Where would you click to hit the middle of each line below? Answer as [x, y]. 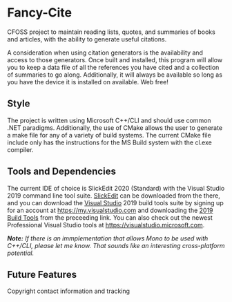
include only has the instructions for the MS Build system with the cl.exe [109, 142]
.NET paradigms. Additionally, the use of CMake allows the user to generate [115, 128]
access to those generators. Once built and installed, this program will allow [115, 59]
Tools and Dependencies [61, 172]
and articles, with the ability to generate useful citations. [87, 39]
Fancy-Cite [40, 13]
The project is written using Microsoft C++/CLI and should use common [109, 120]
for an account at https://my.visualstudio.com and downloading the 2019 [110, 210]
